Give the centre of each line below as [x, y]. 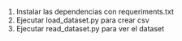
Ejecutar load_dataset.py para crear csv [83, 20]
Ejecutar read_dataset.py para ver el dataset [90, 29]
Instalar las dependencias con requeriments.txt [95, 12]
